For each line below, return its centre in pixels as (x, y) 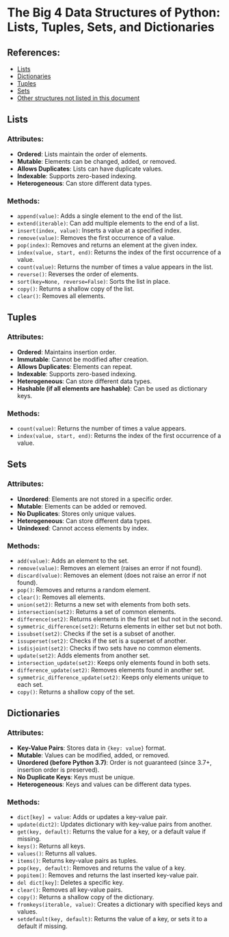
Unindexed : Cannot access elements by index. (83, 528)
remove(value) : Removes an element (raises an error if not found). (110, 568)
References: (33, 52)
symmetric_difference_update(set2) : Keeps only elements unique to (112, 677)
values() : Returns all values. (57, 853)
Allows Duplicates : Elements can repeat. (75, 366)
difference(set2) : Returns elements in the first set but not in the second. (120, 619)
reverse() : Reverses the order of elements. (78, 274)
